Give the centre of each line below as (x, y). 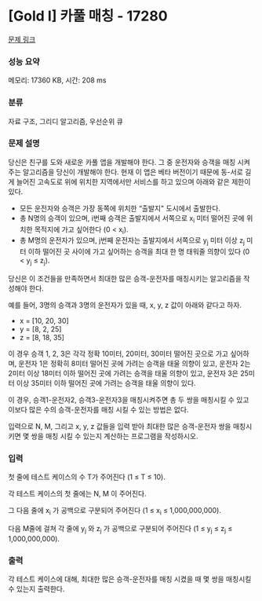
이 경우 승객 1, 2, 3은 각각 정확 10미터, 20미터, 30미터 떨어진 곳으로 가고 (118, 354)
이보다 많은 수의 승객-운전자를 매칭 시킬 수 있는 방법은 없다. (98, 410)
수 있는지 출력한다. (36, 589)
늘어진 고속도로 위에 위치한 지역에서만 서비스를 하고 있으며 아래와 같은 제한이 (133, 181)
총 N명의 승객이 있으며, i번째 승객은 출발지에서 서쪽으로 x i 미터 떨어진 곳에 (132, 219)
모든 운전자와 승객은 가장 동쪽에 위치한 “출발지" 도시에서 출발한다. (120, 208)
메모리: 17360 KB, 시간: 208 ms (57, 80)
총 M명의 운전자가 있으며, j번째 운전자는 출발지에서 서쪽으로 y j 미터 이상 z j (132, 242)
